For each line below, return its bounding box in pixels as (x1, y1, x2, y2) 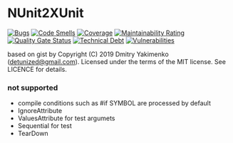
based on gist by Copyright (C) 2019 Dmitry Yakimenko (7, 50, 169, 58)
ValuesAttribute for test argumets (17, 114, 115, 122)
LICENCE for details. (7, 65, 68, 73)
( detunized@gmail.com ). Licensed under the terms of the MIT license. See (7, 57, 227, 65)
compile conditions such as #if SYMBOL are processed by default (17, 99, 212, 107)
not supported (7, 83, 58, 92)
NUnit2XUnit (7, 5, 84, 21)
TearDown (17, 129, 48, 138)
